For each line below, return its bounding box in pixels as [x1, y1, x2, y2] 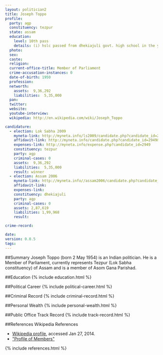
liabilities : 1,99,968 [14, 210, 60, 215]
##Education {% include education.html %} [5, 274, 92, 280]
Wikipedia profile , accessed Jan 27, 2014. [12, 331, 96, 337]
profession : [9, 79, 34, 84]
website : [9, 106, 27, 112]
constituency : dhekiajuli [14, 192, 66, 197]
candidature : [5, 124, 32, 129]
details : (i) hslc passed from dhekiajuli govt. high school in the [14, 43, 155, 48]
